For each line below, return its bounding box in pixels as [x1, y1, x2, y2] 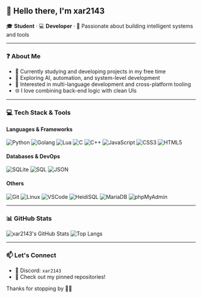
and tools [6, 31, 29, 38]
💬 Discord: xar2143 [14, 267, 61, 274]
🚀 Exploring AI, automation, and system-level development [14, 74, 161, 82]
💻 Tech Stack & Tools [6, 109, 71, 117]
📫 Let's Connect [6, 251, 57, 259]
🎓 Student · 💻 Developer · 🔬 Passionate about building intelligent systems [6, 22, 194, 29]
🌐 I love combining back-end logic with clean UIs [14, 87, 137, 94]
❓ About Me [6, 52, 41, 60]
